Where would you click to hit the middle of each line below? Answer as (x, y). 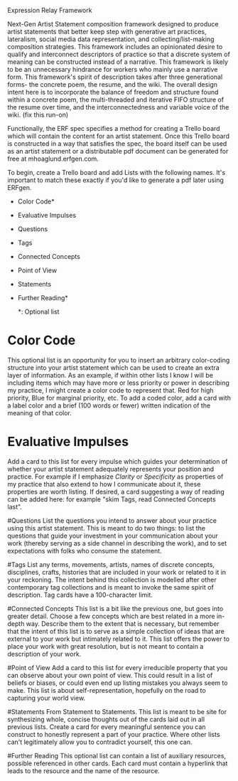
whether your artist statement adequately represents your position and (111, 469)
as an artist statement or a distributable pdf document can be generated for (118, 151)
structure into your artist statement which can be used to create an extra (113, 367)
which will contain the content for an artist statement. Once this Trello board (118, 136)
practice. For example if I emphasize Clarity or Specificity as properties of (115, 477)
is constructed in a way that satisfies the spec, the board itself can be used (117, 144)
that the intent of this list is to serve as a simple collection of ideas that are (116, 631)
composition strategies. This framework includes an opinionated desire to (115, 47)
